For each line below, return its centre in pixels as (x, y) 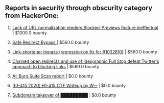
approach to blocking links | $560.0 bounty (56, 66)
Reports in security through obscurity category (79, 8)
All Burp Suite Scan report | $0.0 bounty (52, 76)
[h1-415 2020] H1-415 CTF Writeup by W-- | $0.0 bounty (69, 85)
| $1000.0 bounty (29, 33)
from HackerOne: (32, 16)
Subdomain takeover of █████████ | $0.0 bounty (64, 95)
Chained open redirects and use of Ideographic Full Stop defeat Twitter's (86, 61)
